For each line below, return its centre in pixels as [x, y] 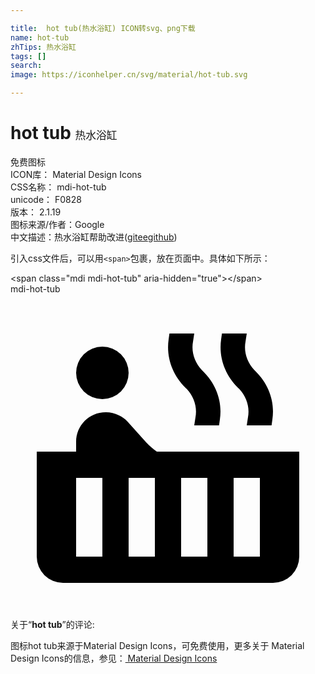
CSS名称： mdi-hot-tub [58, 187]
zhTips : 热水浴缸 [43, 47]
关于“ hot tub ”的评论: [52, 624]
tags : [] [28, 56]
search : [26, 66]
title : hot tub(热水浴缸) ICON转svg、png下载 [103, 28]
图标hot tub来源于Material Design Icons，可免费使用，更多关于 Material [157, 645]
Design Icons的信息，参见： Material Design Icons [114, 658]
